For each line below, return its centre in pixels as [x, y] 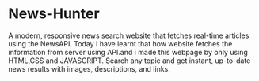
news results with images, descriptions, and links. [89, 68]
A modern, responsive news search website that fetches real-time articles [129, 35]
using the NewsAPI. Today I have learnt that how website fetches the [120, 43]
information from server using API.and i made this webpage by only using [128, 52]
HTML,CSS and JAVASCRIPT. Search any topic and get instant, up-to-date [129, 61]
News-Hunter [54, 14]
